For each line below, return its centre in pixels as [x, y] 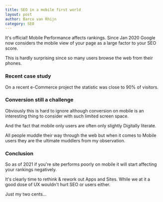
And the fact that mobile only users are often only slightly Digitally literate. [81, 125]
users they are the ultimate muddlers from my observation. [65, 140]
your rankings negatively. [31, 170]
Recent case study [28, 76]
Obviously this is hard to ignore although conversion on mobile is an [75, 110]
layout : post [19, 14]
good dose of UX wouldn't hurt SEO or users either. [58, 185]
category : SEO [20, 24]
